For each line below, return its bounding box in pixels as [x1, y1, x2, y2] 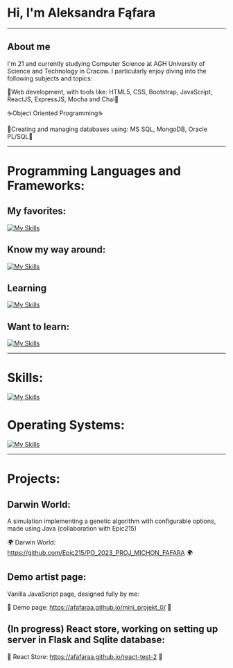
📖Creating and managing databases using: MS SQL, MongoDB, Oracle [7, 125, 208, 133]
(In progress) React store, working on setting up [7, 623, 218, 635]
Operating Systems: [7, 418, 125, 433]
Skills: [7, 370, 44, 386]
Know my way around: [7, 244, 106, 256]
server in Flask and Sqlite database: [7, 634, 165, 646]
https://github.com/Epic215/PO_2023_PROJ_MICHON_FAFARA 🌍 [7, 549, 193, 557]
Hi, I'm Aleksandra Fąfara [7, 5, 156, 21]
